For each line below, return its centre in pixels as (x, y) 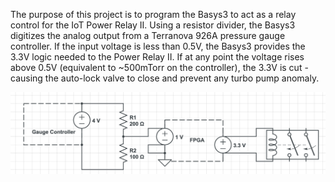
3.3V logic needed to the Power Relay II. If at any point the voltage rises (157, 57)
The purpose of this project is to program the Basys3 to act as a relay (153, 14)
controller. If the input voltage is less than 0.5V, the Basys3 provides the (158, 46)
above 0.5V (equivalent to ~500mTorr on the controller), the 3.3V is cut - (159, 67)
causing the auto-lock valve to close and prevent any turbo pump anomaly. (165, 78)
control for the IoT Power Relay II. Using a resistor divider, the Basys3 (153, 25)
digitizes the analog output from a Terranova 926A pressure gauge (148, 35)
